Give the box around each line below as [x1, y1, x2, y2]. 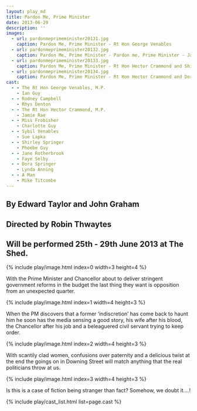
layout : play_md [6, 8, 46, 15]
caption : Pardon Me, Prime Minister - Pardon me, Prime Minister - [16, 52, 185, 58]
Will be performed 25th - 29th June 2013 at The [6, 239, 184, 249]
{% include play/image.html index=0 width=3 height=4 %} [6, 264, 147, 271]
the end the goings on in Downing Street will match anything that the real [6, 358, 182, 365]
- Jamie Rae [16, 112, 46, 118]
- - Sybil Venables [11, 128, 59, 135]
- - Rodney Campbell [11, 96, 62, 101]
